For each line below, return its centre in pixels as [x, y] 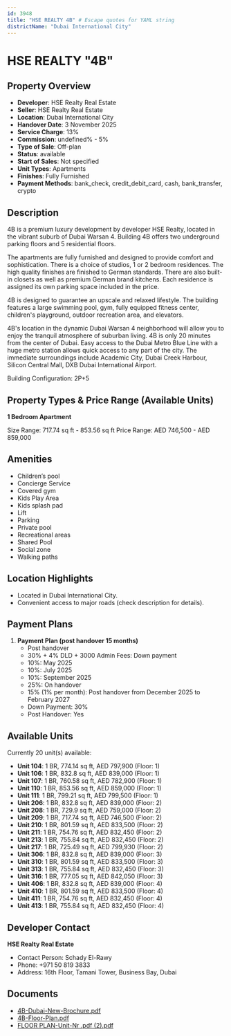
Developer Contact [49, 927]
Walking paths [37, 557]
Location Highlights [50, 579]
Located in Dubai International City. [67, 595]
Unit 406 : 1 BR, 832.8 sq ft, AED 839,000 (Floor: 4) [90, 884]
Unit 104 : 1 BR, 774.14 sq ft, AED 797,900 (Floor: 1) [89, 766]
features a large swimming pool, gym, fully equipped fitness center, [103, 308]
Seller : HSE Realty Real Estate [60, 110]
